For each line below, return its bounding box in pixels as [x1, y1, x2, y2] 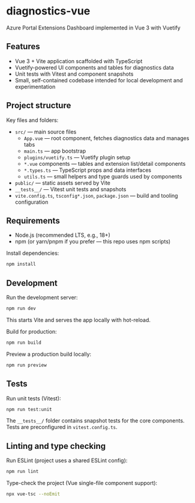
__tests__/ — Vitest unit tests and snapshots [14, 185, 127, 193]
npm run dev [6, 305, 36, 312]
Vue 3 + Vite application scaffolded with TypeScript [14, 57, 143, 64]
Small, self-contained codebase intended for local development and [14, 76, 183, 84]
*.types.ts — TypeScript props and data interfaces [23, 166, 152, 174]
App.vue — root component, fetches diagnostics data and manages [23, 134, 190, 142]
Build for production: [6, 328, 57, 335]
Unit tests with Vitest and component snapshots [14, 70, 134, 78]
